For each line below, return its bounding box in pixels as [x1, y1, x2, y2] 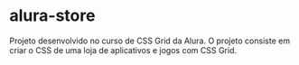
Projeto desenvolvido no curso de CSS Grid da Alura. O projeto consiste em [9, 35, 291, 46]
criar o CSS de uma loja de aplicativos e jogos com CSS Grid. [9, 44, 238, 55]
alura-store [9, 5, 96, 26]
